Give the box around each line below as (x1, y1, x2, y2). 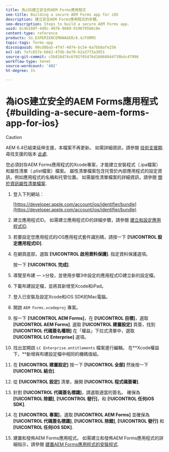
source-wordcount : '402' (6, 63, 58, 68)
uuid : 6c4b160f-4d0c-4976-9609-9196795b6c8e (6, 26, 101, 31)
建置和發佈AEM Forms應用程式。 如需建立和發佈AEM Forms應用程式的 (13, 435, 159, 441)
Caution (6, 134, 22, 140)
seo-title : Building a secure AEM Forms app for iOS (6, 12, 119, 17)
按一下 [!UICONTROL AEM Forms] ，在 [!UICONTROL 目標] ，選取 (13, 315, 149, 321)
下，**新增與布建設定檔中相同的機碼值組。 (13, 351, 102, 357)
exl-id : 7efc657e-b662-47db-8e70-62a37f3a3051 (6, 49, 105, 54)
